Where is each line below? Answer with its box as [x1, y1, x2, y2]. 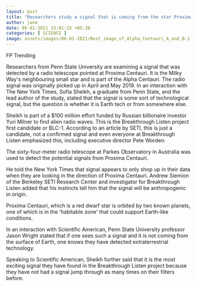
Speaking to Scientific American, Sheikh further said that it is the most [6, 256, 176, 263]
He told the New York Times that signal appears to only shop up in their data [6, 166, 191, 173]
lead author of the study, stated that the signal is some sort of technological [6, 94, 189, 101]
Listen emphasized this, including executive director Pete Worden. [6, 137, 166, 144]
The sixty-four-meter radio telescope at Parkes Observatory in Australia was [6, 148, 191, 155]
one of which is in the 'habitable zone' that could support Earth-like [6, 209, 169, 215]
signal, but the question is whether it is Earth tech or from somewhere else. [6, 101, 188, 107]
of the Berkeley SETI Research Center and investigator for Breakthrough [6, 178, 180, 185]
